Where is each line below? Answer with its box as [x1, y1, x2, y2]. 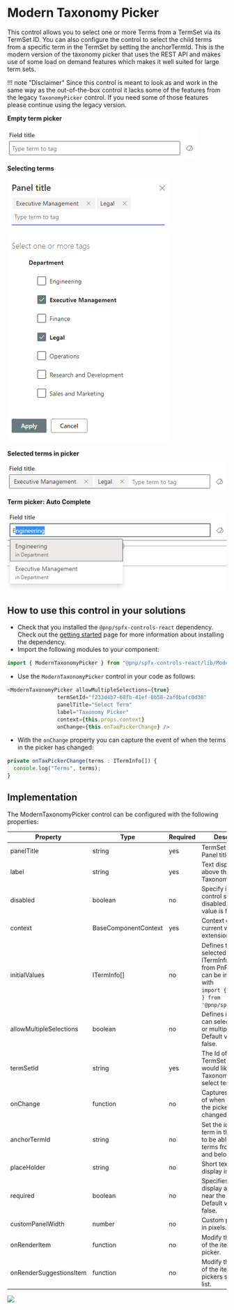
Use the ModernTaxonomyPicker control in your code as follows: [17, 672, 196, 680]
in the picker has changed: [17, 743, 94, 751]
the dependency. [17, 638, 66, 646]
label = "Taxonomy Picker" [56, 708, 130, 715]
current [201, 924, 223, 933]
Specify [201, 884, 224, 893]
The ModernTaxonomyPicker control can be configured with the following [7, 810, 219, 818]
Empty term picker [7, 114, 63, 123]
